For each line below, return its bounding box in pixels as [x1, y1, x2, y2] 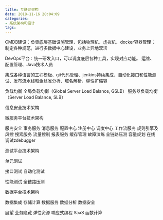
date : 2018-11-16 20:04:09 [5, 12, 60, 17]
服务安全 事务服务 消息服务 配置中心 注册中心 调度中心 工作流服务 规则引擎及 [5, 125, 159, 131]
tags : [5, 25, 16, 30]
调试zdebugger [5, 137, 36, 143]
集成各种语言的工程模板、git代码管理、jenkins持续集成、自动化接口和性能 [5, 72, 152, 78]
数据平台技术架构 [5, 189, 39, 195]
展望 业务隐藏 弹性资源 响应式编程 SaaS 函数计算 [5, 210, 103, 216]
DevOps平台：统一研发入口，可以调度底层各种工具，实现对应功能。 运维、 [5, 55, 155, 61]
